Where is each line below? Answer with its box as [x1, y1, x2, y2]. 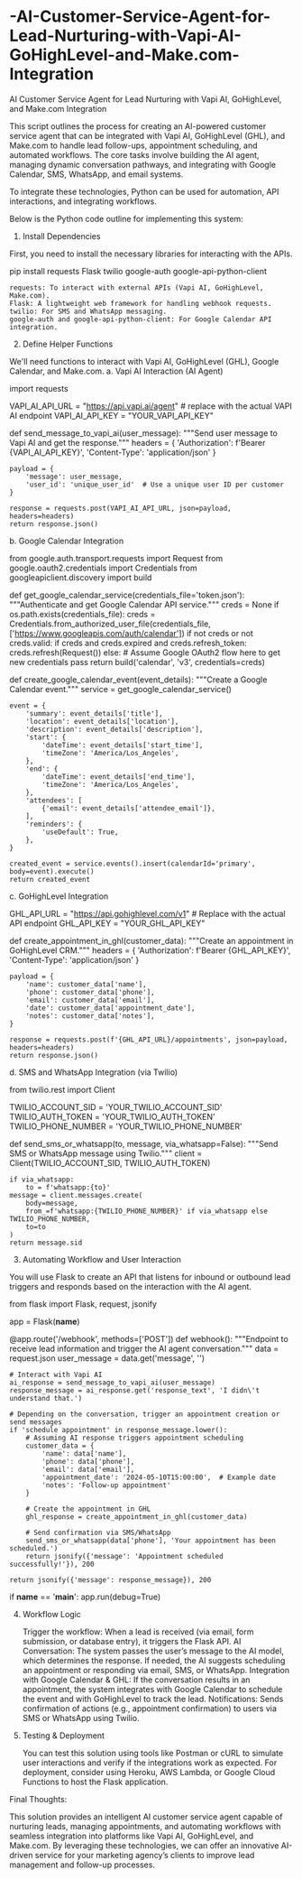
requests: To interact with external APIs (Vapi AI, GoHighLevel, [9, 282, 264, 292]
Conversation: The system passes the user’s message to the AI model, [22, 1645, 284, 1656]
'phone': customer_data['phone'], [25, 987, 155, 996]
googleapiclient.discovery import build [9, 571, 152, 583]
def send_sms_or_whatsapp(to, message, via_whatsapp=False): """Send [9, 1138, 279, 1149]
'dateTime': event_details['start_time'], [41, 740, 204, 750]
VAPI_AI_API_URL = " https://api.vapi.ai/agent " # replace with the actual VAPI [9, 400, 293, 412]
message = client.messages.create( [9, 1190, 143, 1199]
